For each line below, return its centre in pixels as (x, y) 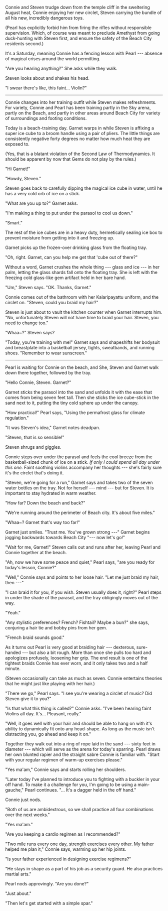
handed (13, 653)
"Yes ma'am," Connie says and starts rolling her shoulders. (66, 769)
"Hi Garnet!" (18, 169)
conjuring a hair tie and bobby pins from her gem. (56, 628)
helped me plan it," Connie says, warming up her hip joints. (66, 849)
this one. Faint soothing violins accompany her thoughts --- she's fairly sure (83, 467)
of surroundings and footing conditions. (46, 118)
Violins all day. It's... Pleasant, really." (43, 714)
